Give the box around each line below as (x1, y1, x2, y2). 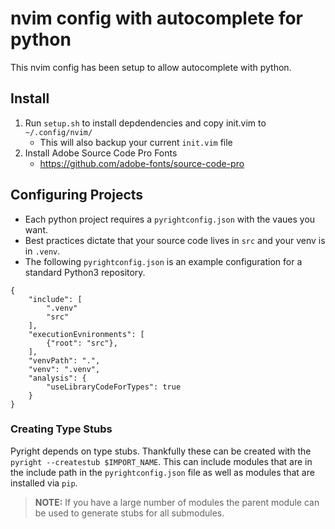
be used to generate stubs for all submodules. (34, 507, 225, 519)
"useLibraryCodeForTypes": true (46, 382, 182, 392)
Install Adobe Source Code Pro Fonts (24, 147, 178, 159)
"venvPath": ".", (28, 355, 101, 366)
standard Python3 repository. (24, 266, 146, 278)
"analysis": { (28, 373, 87, 383)
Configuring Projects (10, 187, 144, 204)
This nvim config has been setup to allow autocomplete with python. (10, 61, 292, 73)
